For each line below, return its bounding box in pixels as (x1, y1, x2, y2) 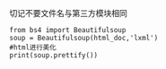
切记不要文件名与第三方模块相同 (9, 8, 127, 18)
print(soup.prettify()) (9, 51, 99, 60)
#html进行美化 (9, 43, 57, 52)
